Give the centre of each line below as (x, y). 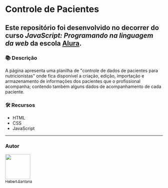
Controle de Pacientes (52, 9)
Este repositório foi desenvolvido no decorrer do (82, 28)
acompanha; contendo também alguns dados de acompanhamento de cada (83, 86)
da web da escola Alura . (43, 43)
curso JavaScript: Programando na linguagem (79, 35)
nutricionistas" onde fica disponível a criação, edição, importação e (75, 75)
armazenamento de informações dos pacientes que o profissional (73, 81)
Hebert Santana (19, 181)
